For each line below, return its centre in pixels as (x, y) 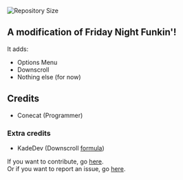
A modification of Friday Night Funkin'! (92, 32)
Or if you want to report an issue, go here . (66, 168)
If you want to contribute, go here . (56, 161)
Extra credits (29, 133)
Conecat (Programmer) (50, 115)
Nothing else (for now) (49, 77)
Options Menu (37, 62)
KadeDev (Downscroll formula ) (61, 148)
